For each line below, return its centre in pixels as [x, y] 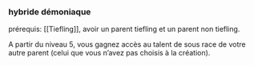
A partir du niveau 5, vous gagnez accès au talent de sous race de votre [127, 44]
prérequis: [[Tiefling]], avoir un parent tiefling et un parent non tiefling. [124, 29]
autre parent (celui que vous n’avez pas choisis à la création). [109, 53]
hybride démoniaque [50, 12]
